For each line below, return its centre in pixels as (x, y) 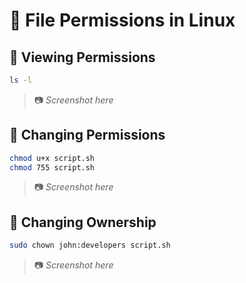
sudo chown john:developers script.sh (90, 245)
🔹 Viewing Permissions (82, 57)
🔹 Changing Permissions (87, 135)
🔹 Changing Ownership (83, 222)
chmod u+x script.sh (52, 158)
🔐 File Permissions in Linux (122, 20)
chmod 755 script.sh (52, 167)
